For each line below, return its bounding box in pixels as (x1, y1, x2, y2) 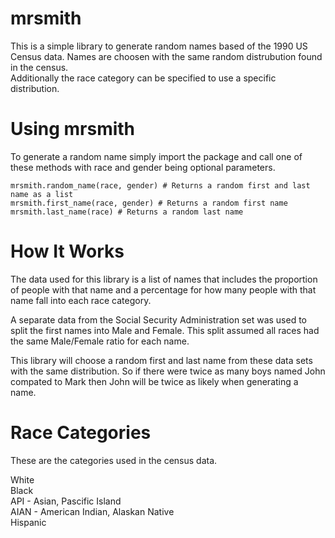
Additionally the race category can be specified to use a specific (10, 72, 277, 84)
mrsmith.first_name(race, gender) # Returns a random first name (10, 198, 288, 208)
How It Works (10, 240, 125, 263)
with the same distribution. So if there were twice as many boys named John (10, 365, 326, 377)
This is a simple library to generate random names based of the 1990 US (10, 40, 308, 52)
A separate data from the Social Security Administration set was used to (10, 313, 307, 326)
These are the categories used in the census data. (10, 454, 218, 466)
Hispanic (10, 516, 47, 528)
